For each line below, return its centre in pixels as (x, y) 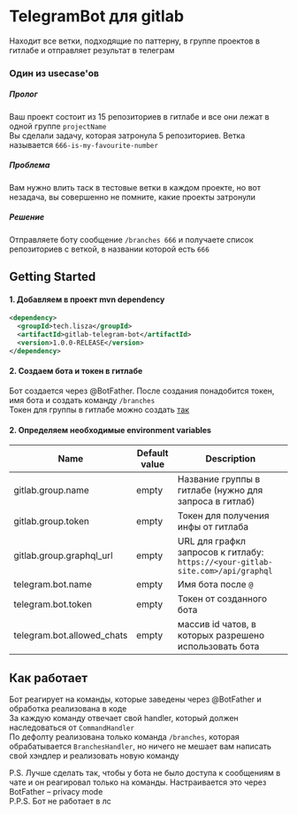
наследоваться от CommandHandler (72, 727)
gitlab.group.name (52, 491)
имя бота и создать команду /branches (82, 400)
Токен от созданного (222, 599)
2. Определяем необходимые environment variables (110, 430)
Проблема (30, 165)
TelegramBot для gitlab (96, 16)
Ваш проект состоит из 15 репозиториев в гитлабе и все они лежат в (139, 116)
